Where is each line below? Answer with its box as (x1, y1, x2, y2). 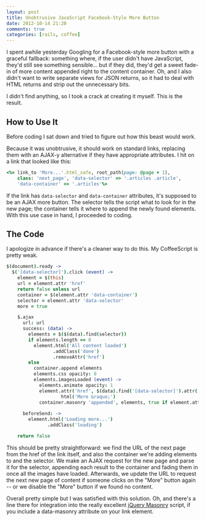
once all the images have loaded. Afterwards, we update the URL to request (6, 470, 196, 477)
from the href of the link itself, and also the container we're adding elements (6, 450, 197, 458)
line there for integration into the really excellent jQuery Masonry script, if (6, 501, 191, 508)
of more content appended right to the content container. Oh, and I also (12, 68, 192, 75)
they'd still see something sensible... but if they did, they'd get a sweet (6, 62, 184, 69)
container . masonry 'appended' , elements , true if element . (38, 399, 192, 406)
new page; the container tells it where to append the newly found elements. (6, 205, 196, 212)
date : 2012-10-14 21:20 (6, 20, 67, 26)
